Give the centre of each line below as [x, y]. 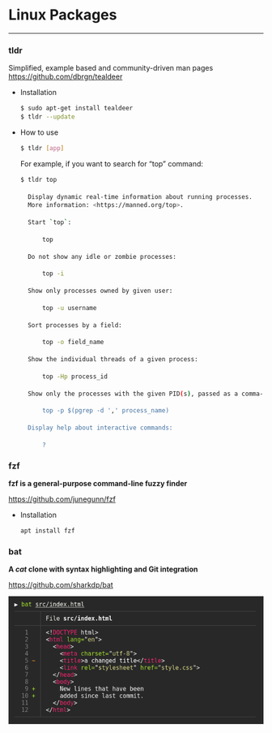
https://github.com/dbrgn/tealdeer [66, 77]
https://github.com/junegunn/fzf [62, 499]
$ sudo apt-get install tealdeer [76, 108]
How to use [39, 132]
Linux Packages [63, 15]
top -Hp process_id [74, 376]
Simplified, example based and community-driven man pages [111, 68]
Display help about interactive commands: [100, 428]
